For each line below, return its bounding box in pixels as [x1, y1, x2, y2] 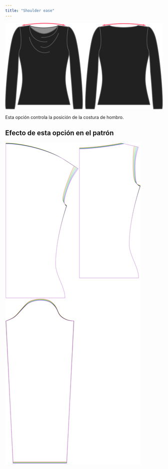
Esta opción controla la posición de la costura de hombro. [5, 114, 124, 120]
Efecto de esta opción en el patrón [5, 129, 114, 138]
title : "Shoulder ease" [5, 8, 55, 13]
